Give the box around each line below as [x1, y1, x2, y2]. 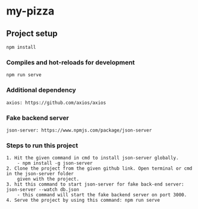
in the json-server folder [6, 171, 74, 177]
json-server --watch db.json [6, 187, 79, 193]
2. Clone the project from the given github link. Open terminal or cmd [6, 166, 193, 172]
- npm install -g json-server [17, 160, 93, 167]
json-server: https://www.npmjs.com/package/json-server [6, 127, 152, 133]
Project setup [6, 28, 58, 39]
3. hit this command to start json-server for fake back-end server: [6, 181, 185, 188]
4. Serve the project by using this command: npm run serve [6, 198, 161, 204]
